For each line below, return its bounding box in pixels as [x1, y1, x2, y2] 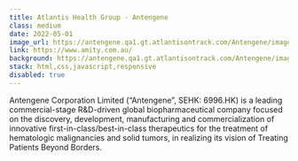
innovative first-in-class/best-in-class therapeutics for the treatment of [9, 123, 269, 134]
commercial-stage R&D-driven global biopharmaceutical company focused [9, 103, 284, 115]
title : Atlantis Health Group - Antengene [9, 12, 169, 22]
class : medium [9, 21, 62, 30]
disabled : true [9, 71, 66, 80]
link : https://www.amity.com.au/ [9, 46, 133, 55]
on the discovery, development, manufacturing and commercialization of [9, 113, 275, 124]
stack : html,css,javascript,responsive [9, 63, 157, 72]
